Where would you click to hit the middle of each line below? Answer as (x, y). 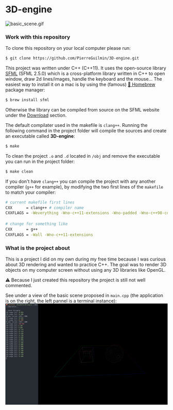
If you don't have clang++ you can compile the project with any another (81, 181)
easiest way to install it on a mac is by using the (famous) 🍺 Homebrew (80, 85)
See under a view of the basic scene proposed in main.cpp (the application (84, 295)
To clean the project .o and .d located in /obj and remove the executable (83, 156)
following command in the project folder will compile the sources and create (86, 131)
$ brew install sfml (28, 100)
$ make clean (19, 171)
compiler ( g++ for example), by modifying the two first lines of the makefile (84, 187)
